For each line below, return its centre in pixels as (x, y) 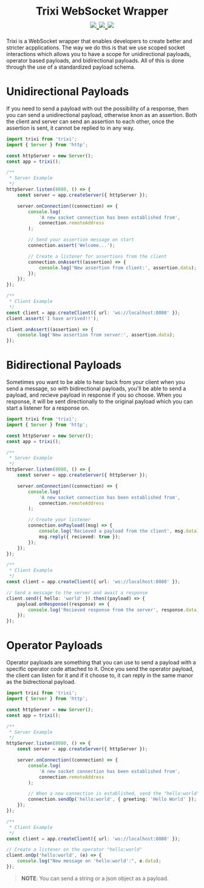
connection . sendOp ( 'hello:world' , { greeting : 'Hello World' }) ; (113, 800)
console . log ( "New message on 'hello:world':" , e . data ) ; (90, 861)
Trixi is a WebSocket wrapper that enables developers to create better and (99, 41)
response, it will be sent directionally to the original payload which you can (100, 402)
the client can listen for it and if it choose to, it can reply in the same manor (100, 675)
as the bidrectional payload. (41, 682)
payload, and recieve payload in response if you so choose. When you (94, 395)
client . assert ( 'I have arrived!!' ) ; (53, 318)
